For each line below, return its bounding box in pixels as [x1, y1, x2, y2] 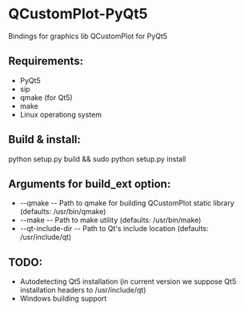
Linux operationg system [19, 110, 102, 119]
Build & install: [8, 133, 82, 146]
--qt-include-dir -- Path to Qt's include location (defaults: [19, 224, 210, 233]
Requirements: [8, 54, 84, 68]
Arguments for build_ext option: [8, 177, 171, 190]
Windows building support [19, 293, 107, 304]
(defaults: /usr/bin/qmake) [19, 207, 106, 217]
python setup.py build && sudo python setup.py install [8, 154, 186, 164]
